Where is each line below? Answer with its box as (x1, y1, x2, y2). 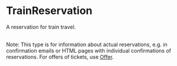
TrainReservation (6, 4, 93, 18)
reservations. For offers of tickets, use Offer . (6, 53, 114, 60)
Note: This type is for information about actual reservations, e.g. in (6, 41, 168, 48)
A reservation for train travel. (6, 23, 76, 30)
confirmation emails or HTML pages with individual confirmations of (6, 47, 171, 54)
